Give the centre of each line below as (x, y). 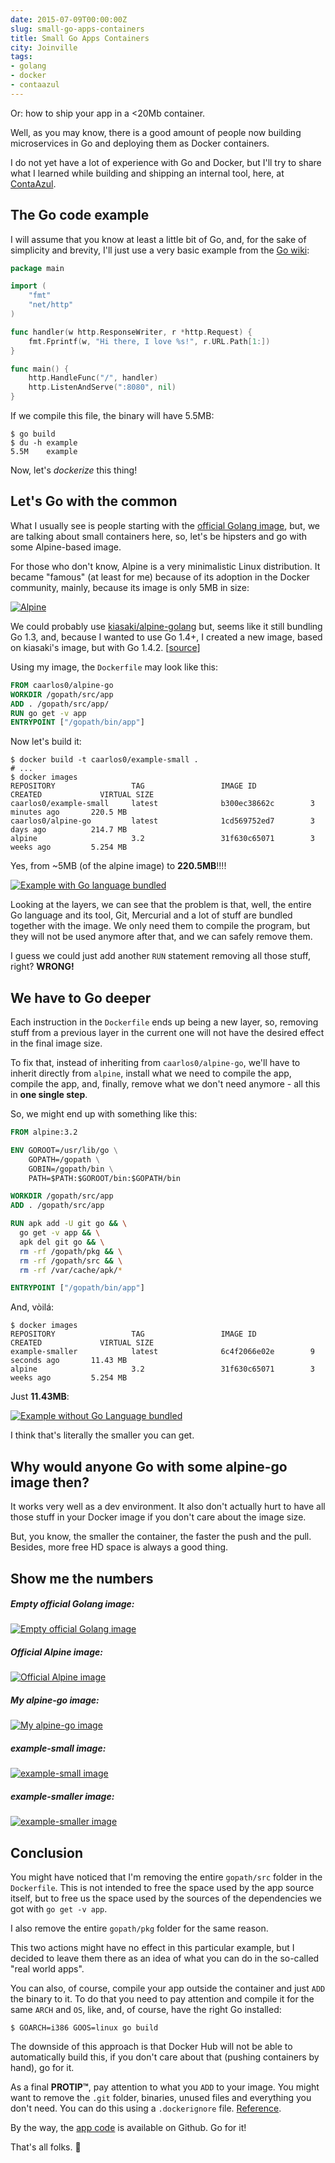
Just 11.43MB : (40, 1397)
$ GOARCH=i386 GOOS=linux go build (84, 2028)
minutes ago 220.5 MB (69, 812)
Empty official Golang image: (72, 1604)
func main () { (40, 369)
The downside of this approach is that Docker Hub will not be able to (151, 2047)
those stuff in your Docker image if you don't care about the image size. (158, 1517)
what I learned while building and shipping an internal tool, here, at (147, 173)
